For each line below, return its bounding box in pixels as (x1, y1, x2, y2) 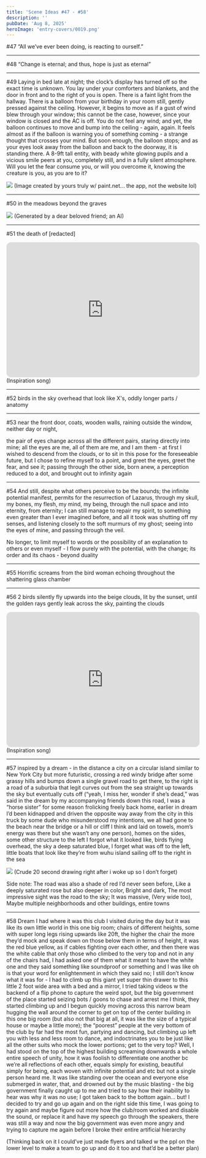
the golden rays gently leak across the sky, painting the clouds (6, 600, 164, 608)
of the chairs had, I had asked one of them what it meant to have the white (6, 957, 194, 964)
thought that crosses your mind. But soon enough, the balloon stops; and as (6, 137, 198, 144)
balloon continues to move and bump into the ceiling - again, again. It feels (6, 124, 195, 131)
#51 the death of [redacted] (6, 230, 75, 237)
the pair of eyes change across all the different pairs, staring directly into (6, 437, 190, 445)
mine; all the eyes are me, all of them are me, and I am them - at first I (6, 444, 182, 451)
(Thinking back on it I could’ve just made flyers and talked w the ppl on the (6, 1138, 195, 1145)
